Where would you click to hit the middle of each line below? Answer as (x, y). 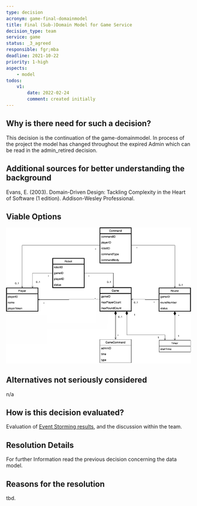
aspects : (17, 68)
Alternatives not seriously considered (77, 380)
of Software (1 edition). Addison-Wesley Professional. (70, 198)
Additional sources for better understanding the (95, 169)
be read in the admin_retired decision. (52, 150)
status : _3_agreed (28, 43)
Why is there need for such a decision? (79, 124)
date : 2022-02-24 (48, 93)
